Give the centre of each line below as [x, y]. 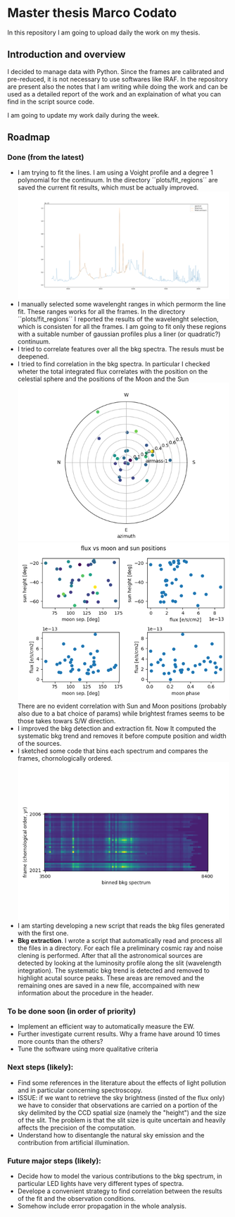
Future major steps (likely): [55, 1161]
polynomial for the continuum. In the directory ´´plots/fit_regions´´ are [118, 180]
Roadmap [29, 138]
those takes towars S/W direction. [66, 721]
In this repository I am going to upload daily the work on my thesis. [104, 32]
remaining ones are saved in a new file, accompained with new [109, 986]
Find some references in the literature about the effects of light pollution [122, 1082]
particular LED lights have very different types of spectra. [101, 1184]
